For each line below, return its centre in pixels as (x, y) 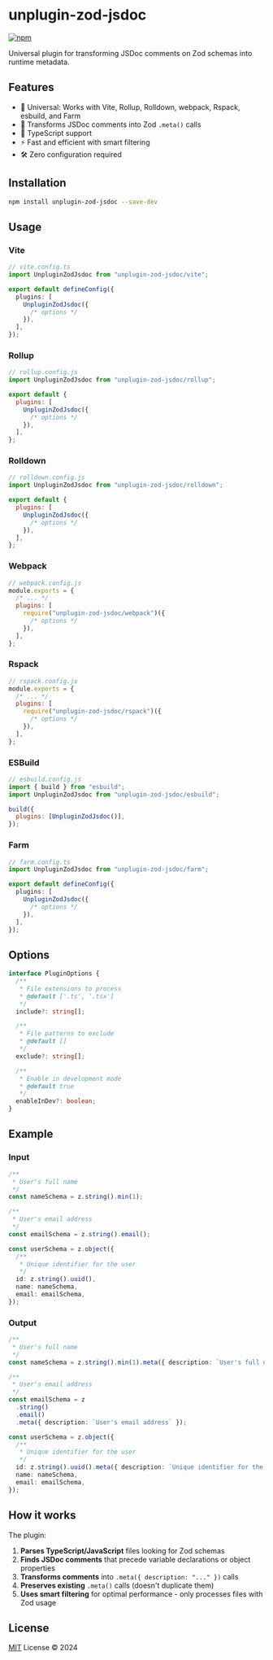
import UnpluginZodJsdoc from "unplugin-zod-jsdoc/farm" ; (108, 869)
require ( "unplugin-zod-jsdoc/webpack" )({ (94, 613)
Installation (37, 183)
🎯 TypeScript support (56, 133)
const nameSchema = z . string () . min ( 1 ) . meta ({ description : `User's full (134, 1362)
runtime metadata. (39, 62)
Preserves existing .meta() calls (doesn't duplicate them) (117, 1585)
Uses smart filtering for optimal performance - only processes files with (141, 1594)
